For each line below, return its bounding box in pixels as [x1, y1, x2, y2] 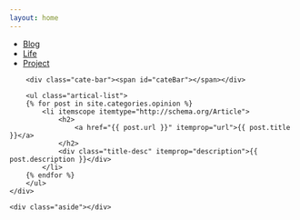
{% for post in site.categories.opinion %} [25, 99, 194, 108]
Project [22, 57, 50, 68]
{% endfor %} [25, 170, 75, 180]
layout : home [9, 13, 59, 23]
